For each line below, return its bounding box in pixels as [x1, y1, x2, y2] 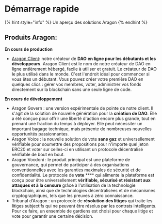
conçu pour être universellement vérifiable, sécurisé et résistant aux [11, 177, 151, 183]
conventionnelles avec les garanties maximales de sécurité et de [11, 167, 141, 173]
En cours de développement [4, 96, 63, 102]
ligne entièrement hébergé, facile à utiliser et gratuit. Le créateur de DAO [11, 66, 157, 72]
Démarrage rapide [4, 3, 80, 15]
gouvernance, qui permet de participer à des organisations [11, 162, 130, 167]
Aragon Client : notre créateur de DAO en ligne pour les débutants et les [11, 56, 156, 61]
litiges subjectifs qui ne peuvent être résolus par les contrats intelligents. [11, 203, 157, 209]
